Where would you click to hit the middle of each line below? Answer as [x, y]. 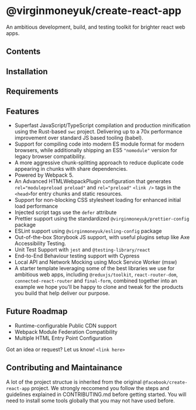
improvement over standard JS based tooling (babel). [79, 137]
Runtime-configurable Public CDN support [66, 325]
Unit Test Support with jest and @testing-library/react [82, 249]
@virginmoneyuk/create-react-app [94, 11]
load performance [36, 206]
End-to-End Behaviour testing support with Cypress [77, 256]
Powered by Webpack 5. [44, 175]
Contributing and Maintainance [64, 368]
